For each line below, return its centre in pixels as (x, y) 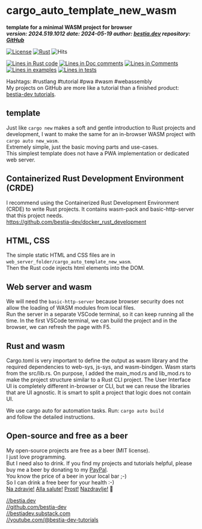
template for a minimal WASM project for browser (69, 27)
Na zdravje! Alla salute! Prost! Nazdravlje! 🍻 (60, 489)
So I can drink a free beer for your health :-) (60, 482)
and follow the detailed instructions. (50, 417)
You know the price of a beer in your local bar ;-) (67, 476)
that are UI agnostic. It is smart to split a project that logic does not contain (99, 393)
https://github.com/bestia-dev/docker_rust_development (76, 222)
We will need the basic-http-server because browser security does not (95, 301)
